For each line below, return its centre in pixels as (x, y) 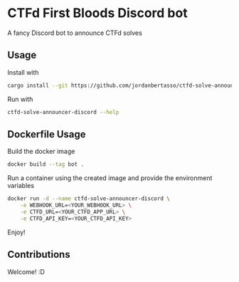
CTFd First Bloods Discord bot (97, 13)
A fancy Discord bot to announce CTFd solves (75, 33)
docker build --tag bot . (46, 164)
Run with (20, 99)
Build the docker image (41, 152)
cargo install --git (38, 85)
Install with (23, 72)
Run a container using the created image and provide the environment (110, 178)
